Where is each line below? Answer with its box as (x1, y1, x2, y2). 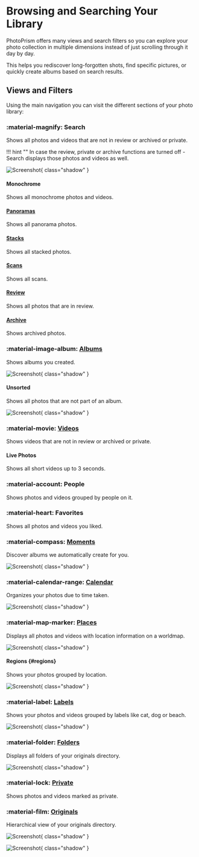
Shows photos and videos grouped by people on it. (6, 493, 133, 501)
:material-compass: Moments (6, 537, 95, 546)
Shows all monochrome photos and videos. (6, 194, 114, 201)
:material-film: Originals (6, 807, 78, 815)
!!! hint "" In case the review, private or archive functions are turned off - (6, 148, 186, 156)
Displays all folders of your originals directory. (6, 752, 121, 759)
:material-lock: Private (6, 779, 74, 787)
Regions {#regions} (6, 657, 57, 665)
